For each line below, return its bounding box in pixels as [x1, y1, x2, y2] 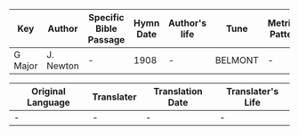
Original [30, 85, 67, 97]
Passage [87, 34, 125, 45]
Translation [153, 85, 203, 97]
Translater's [225, 85, 279, 97]
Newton [45, 60, 80, 72]
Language [26, 97, 71, 108]
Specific [88, 12, 125, 23]
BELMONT [214, 54, 260, 66]
